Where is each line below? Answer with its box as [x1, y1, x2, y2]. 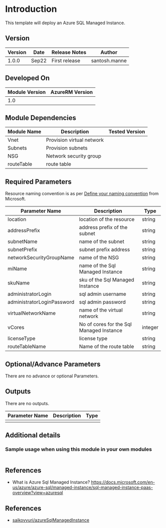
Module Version [7, 88, 46, 95]
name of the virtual [79, 307, 123, 314]
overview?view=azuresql [12, 490, 63, 496]
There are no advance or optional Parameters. [5, 373, 99, 379]
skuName [7, 280, 30, 286]
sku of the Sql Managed [79, 277, 134, 284]
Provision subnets [46, 145, 88, 152]
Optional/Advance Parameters [5, 360, 101, 368]
